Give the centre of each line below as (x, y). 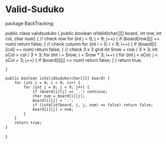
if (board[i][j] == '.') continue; (70, 92)
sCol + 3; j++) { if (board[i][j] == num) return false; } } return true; (74, 60)
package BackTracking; (30, 23)
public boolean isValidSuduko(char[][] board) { (58, 78)
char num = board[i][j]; (59, 96)
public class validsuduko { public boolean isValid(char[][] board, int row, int (84, 33)
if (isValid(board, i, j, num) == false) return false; (93, 105)
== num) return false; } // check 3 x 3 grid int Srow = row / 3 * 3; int (87, 49)
